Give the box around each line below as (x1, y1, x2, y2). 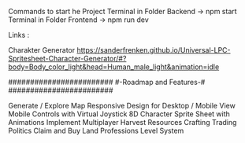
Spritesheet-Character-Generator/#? (8, 54, 127, 63)
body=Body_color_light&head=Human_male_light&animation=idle (8, 62, 220, 71)
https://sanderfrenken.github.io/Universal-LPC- (76, 46, 231, 54)
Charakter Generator (8, 46, 76, 54)
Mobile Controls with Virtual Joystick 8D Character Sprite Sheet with (8, 109, 231, 119)
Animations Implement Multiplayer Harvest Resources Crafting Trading (8, 118, 237, 126)
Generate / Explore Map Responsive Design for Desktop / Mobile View (8, 101, 236, 110)
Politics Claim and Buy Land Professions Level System (8, 126, 184, 135)
